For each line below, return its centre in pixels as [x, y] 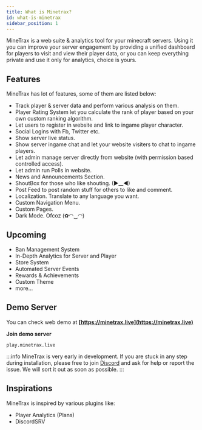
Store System [32, 262]
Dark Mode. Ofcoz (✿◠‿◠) [50, 216]
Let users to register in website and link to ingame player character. [99, 125]
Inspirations [29, 388]
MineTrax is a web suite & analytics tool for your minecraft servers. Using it [100, 41]
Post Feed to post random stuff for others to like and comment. [94, 190]
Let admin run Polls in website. [53, 171]
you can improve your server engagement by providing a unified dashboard [101, 47]
